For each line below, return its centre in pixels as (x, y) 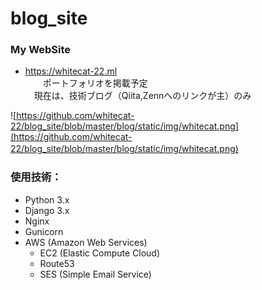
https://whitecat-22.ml (71, 71)
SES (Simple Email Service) (95, 274)
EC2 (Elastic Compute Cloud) (100, 253)
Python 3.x (47, 199)
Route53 (57, 263)
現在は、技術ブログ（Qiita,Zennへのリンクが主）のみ (142, 96)
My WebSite (41, 50)
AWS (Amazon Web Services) (86, 242)
